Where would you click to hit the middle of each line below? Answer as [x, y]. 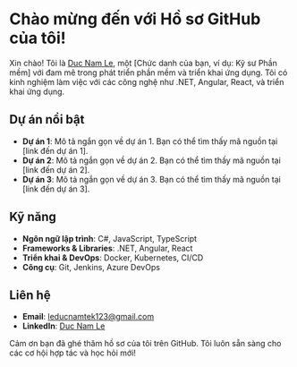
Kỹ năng [33, 217]
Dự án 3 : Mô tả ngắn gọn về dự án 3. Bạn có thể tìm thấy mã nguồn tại [152, 179]
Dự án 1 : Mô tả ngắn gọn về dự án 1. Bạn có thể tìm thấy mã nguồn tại [150, 141]
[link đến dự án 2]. [56, 169]
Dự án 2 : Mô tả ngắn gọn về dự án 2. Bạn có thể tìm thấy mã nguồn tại [152, 160]
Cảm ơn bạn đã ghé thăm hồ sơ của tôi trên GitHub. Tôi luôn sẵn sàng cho [145, 344]
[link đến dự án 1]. [55, 150]
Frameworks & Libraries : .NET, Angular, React [107, 248]
